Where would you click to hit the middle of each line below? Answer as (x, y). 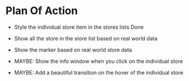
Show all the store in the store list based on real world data (86, 38)
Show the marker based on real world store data (73, 50)
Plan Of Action (42, 11)
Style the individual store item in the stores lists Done (79, 27)
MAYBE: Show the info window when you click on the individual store (98, 61)
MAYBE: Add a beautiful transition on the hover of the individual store (99, 72)
